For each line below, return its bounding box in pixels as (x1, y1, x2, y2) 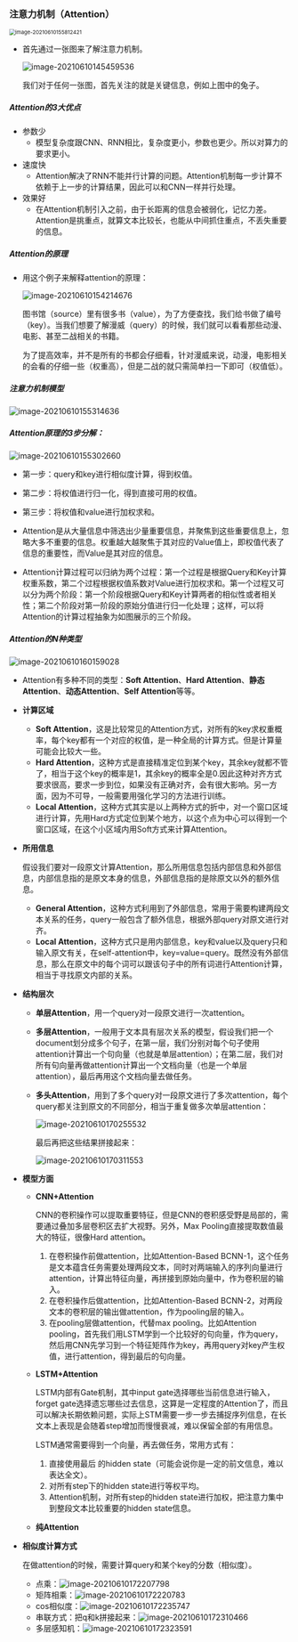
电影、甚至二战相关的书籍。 (21, 331, 125, 342)
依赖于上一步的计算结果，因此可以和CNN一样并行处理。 (35, 182, 240, 192)
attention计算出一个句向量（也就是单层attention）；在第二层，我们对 (35, 1049, 284, 1060)
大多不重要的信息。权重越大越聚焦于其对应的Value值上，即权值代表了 (29, 537, 285, 548)
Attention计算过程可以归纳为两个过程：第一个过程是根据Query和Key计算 (21, 567, 287, 578)
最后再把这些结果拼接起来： (35, 1137, 138, 1148)
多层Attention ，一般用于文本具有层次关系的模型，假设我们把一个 (35, 1027, 274, 1037)
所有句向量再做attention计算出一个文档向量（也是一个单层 (35, 1060, 247, 1070)
